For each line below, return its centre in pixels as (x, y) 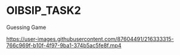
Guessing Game (26, 27)
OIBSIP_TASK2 (44, 11)
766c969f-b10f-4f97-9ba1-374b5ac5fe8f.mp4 (64, 45)
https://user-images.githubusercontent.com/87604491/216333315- (90, 39)
